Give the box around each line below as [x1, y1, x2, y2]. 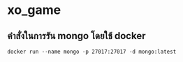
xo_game [7, 2, 61, 18]
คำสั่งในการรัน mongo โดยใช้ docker [7, 30, 146, 42]
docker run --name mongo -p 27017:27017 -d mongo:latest [7, 48, 177, 55]
